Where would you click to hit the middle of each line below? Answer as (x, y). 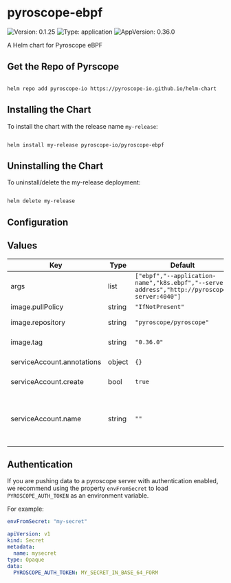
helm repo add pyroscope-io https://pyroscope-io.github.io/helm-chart (112, 88)
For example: (26, 509)
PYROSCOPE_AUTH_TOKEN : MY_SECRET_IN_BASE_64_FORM (86, 573)
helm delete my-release (41, 201)
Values (22, 246)
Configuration (38, 222)
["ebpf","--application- (176, 276)
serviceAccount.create (47, 381)
